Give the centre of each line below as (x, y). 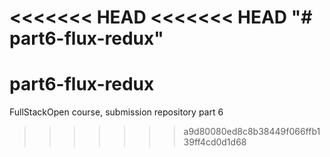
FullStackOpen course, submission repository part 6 (116, 112)
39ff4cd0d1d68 (215, 142)
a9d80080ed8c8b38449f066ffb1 (252, 132)
